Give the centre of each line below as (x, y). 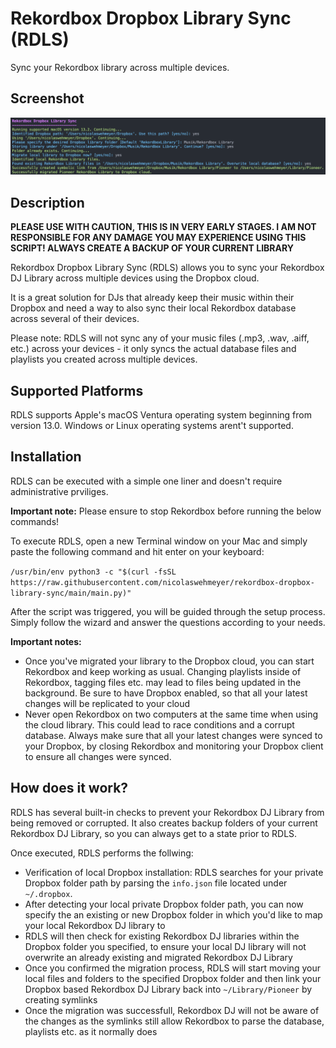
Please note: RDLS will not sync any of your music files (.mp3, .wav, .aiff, (160, 338)
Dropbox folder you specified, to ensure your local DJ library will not (165, 946)
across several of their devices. (75, 319)
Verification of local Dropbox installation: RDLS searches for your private (174, 872)
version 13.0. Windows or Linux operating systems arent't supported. (152, 425)
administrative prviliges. (59, 491)
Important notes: (46, 641)
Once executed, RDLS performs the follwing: (102, 853)
